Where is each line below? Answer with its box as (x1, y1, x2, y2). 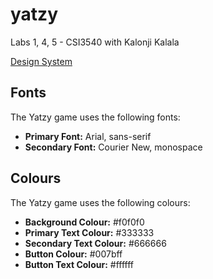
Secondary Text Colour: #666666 (24, 237, 167, 249)
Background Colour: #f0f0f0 (24, 216, 145, 228)
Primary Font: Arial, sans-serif (24, 130, 152, 142)
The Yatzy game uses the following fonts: (10, 111, 181, 123)
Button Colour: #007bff (24, 248, 123, 260)
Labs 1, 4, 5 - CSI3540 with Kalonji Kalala (10, 36, 180, 48)
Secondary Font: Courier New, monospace (24, 141, 203, 153)
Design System (10, 55, 73, 67)
